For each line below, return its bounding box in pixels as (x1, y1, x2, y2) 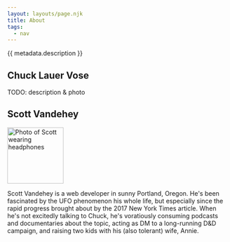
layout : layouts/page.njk (7, 10, 83, 18)
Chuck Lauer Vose (7, 69, 89, 81)
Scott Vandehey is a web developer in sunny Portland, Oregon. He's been (7, 189, 219, 197)
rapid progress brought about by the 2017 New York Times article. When (7, 204, 217, 213)
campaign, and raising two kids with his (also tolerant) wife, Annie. (7, 226, 199, 235)
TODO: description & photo (7, 88, 86, 97)
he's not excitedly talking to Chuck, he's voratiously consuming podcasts (7, 211, 219, 220)
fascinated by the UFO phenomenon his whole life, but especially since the (7, 196, 224, 205)
